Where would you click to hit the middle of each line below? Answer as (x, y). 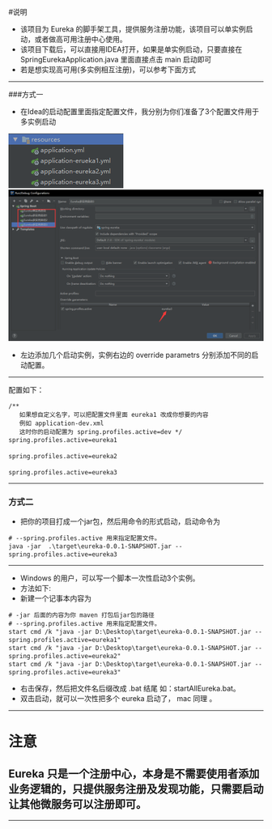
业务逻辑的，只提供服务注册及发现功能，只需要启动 (136, 789)
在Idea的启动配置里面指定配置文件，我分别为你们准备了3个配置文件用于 (139, 111)
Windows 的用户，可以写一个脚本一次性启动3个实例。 (110, 578)
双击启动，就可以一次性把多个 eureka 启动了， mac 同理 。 (118, 698)
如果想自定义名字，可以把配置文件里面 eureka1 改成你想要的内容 (114, 415)
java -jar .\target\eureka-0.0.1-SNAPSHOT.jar (90, 546)
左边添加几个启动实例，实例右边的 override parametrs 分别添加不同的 (136, 355)
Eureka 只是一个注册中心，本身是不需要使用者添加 (134, 774)
